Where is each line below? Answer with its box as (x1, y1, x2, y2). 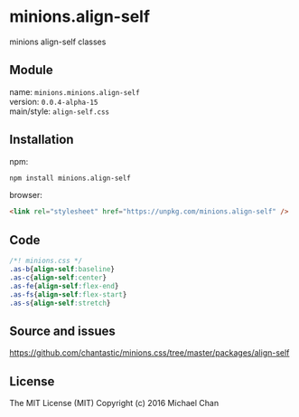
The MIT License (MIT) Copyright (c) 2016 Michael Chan (9, 398, 220, 408)
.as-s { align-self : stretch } (9, 299, 111, 308)
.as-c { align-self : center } (9, 273, 107, 282)
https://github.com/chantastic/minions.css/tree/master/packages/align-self (9, 347, 290, 358)
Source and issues (9, 323, 116, 338)
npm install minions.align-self (9, 174, 131, 183)
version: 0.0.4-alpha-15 (9, 96, 98, 107)
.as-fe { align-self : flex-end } (9, 281, 119, 290)
